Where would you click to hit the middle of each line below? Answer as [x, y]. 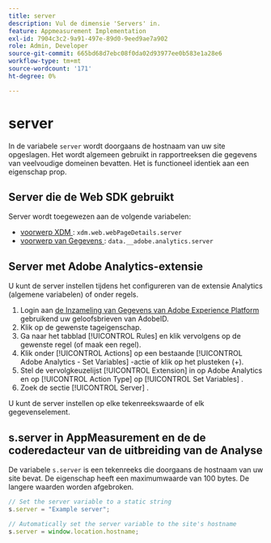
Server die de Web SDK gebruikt [91, 197]
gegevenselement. [39, 412]
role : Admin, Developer [49, 46]
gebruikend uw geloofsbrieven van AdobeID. [94, 319]
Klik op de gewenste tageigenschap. [81, 327]
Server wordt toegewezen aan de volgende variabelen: [100, 216]
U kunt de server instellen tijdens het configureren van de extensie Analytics [135, 286]
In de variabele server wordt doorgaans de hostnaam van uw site [117, 146]
